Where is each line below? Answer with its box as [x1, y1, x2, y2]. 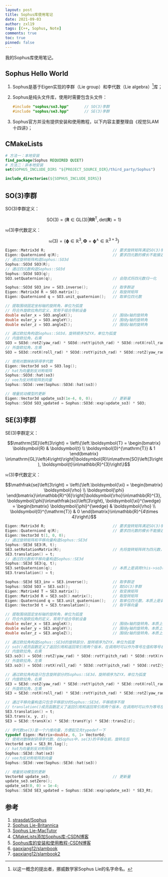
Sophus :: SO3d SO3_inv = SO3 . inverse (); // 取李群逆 [5, 285, 134, 290]
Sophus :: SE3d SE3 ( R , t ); [5, 542, 57, 547]
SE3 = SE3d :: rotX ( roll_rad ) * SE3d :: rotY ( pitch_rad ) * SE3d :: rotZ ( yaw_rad [5, 691, 164, 696]
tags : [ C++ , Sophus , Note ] [5, 26, 61, 31]
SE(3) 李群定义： [5, 430, 39, 436]
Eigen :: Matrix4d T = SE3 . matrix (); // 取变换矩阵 [5, 589, 138, 594]
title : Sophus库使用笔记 [5, 12, 53, 17]
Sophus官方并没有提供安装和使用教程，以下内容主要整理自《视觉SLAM [12, 119, 159, 125]
